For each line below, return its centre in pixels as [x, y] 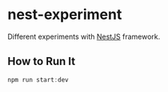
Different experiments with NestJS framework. [84, 36]
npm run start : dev [38, 80]
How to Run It [42, 61]
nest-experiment [65, 15]
